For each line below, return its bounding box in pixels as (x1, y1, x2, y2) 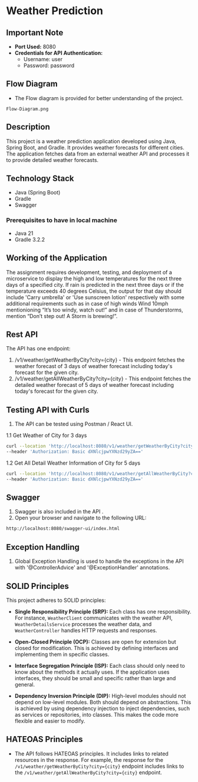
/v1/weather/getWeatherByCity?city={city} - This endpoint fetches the (14, 356, 185, 363)
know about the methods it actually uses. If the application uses (14, 668, 170, 675)
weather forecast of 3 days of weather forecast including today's (14, 363, 173, 370)
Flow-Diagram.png (6, 106, 49, 112)
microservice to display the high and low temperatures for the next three (6, 275, 182, 282)
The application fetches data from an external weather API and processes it (6, 150, 190, 157)
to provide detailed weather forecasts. (6, 156, 99, 163)
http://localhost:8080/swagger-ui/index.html (6, 526, 120, 532)
